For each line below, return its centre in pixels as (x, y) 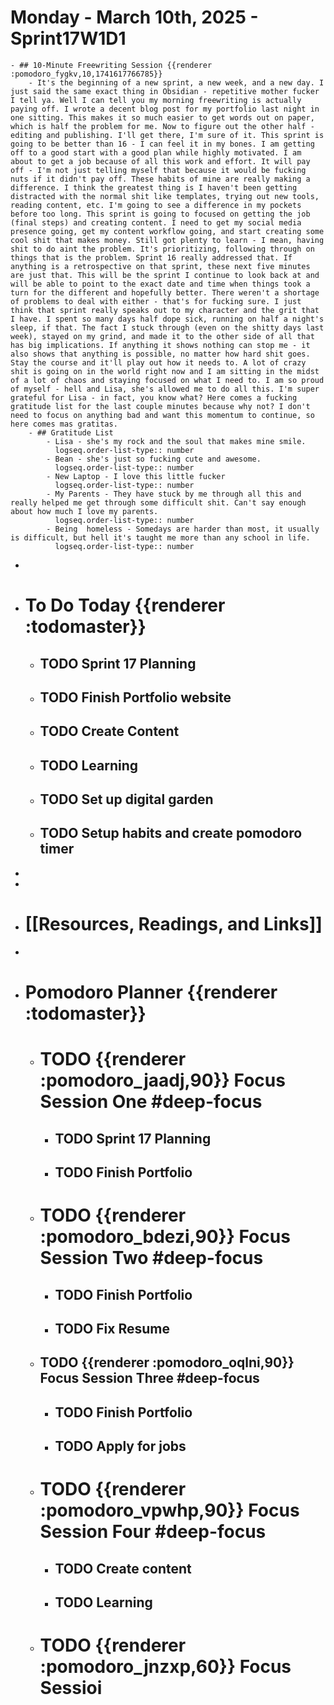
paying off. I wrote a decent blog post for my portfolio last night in (165, 109)
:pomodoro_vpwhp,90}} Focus (169, 1510)
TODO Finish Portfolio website (135, 697)
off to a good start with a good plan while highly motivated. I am (156, 152)
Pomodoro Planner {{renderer (151, 992)
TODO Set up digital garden (126, 799)
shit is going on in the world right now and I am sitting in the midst (165, 371)
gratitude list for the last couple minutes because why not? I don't (160, 406)
